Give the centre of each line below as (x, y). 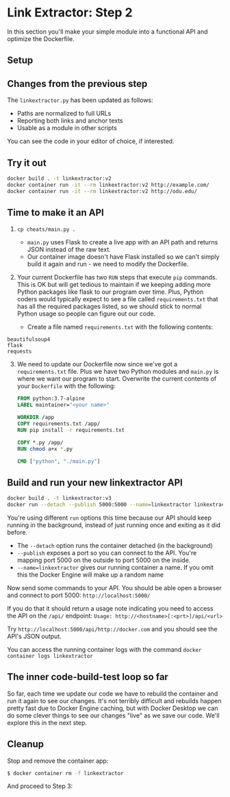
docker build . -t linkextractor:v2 (59, 178)
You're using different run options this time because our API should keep (110, 518)
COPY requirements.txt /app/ (59, 424)
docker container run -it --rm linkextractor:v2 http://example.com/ (108, 185)
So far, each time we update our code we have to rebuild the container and (113, 694)
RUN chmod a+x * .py (45, 449)
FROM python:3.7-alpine (51, 398)
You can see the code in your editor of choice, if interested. (91, 141)
